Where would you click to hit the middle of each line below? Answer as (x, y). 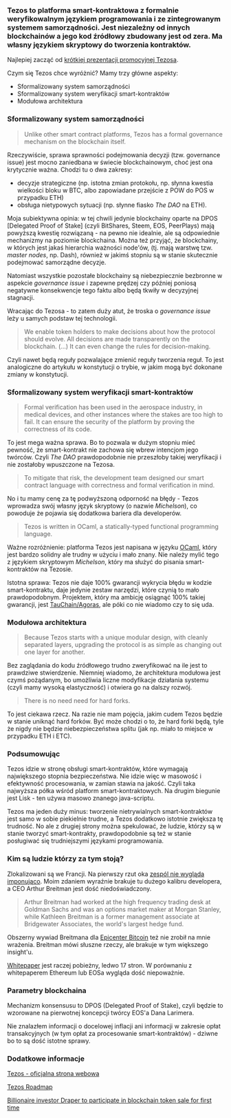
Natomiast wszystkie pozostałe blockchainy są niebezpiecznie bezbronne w (115, 275)
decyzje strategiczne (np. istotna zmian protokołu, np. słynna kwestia (115, 183)
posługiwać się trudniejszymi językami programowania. (85, 841)
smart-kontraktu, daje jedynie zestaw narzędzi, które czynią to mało (103, 590)
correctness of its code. (58, 429)
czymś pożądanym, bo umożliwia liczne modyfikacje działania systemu (108, 680)
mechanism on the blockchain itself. (75, 141)
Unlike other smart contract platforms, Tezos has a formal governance (123, 134)
